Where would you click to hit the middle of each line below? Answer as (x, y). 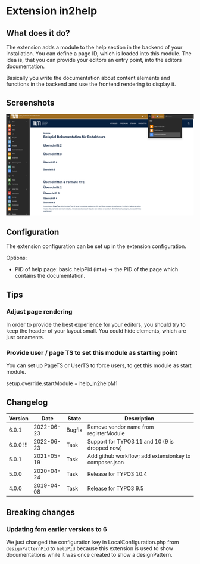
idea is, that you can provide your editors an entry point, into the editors (94, 60)
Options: (17, 258)
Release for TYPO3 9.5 (115, 489)
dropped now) (105, 448)
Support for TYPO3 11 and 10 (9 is (130, 442)
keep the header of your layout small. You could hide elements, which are (96, 331)
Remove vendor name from (121, 427)
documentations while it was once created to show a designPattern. (89, 555)
